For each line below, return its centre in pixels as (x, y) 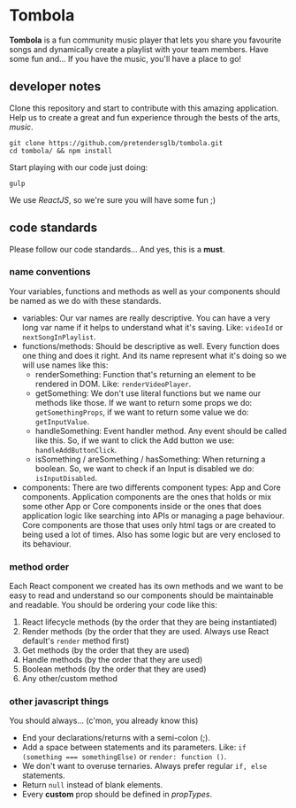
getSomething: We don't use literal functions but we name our (148, 393)
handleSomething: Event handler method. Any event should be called (161, 431)
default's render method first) (76, 641)
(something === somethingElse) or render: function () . (124, 757)
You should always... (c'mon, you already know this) (104, 721)
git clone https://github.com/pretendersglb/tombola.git (116, 143)
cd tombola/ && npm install (61, 151)
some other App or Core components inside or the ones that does (142, 506)
